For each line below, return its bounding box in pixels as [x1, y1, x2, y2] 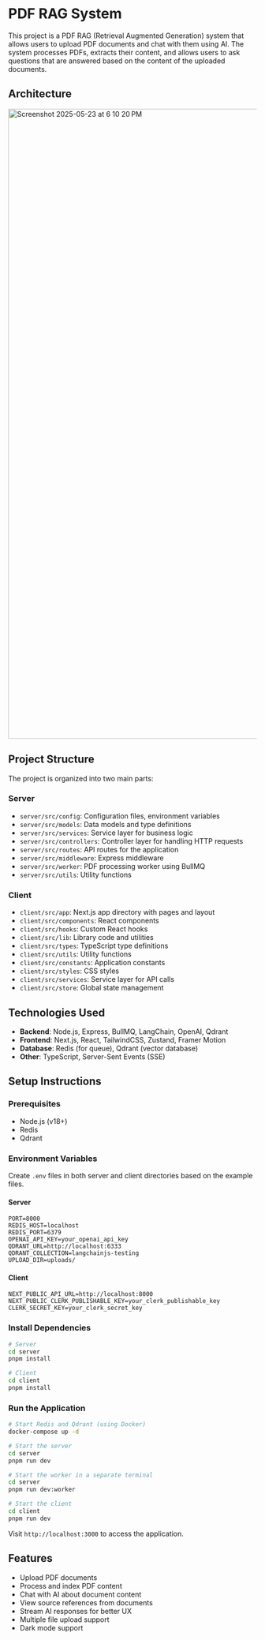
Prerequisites [8, 1099, 61, 1110]
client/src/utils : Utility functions [19, 949, 132, 959]
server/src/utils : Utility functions [19, 870, 132, 879]
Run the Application [8, 1402, 86, 1413]
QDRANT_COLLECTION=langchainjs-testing [8, 1249, 140, 1257]
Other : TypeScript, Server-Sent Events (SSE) [19, 1051, 166, 1062]
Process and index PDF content [19, 1581, 122, 1590]
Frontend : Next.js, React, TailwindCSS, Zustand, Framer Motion [19, 1035, 226, 1044]
